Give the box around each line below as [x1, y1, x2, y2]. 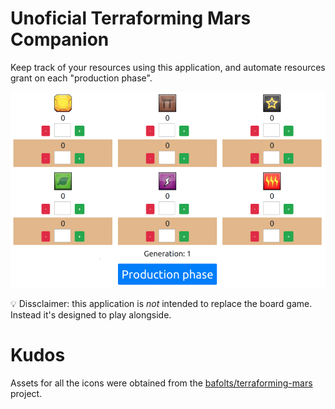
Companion [10, 28, 110, 51]
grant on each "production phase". [10, 72, 153, 84]
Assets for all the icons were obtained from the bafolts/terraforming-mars [10, 377, 313, 389]
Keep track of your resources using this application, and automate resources [10, 61, 326, 73]
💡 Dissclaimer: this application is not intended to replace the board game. [10, 298, 313, 310]
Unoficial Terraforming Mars [10, 7, 252, 30]
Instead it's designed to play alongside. [10, 309, 172, 321]
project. [10, 387, 43, 399]
